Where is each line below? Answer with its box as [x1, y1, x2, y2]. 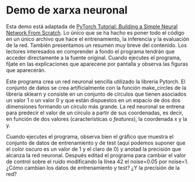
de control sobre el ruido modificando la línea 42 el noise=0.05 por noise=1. [6, 158, 189, 165]
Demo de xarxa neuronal [6, 4, 128, 17]
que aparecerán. [6, 66, 46, 73]
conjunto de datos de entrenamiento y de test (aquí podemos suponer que [6, 139, 186, 146]
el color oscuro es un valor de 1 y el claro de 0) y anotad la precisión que [6, 145, 182, 153]
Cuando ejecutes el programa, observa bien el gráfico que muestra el [6, 133, 174, 140]
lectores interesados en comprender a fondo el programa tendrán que [6, 48, 175, 55]
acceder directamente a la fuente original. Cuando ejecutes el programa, [6, 54, 182, 61]
